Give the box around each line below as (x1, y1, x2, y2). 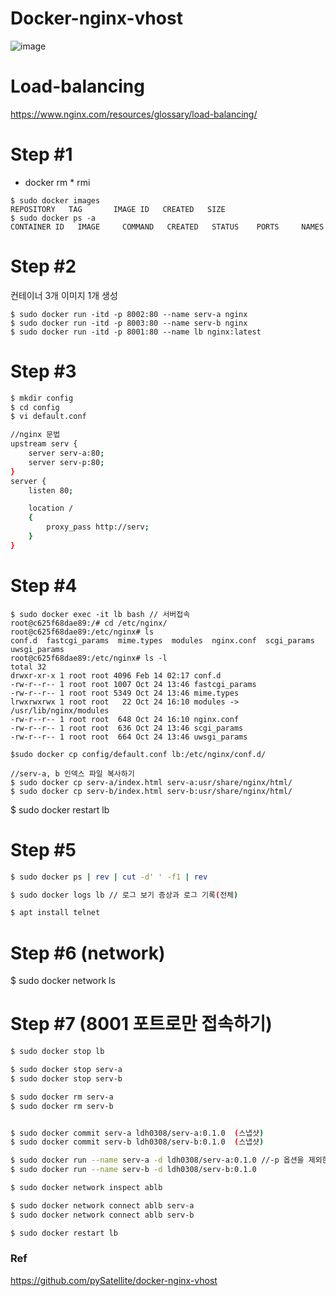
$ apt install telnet (10, 908, 101, 918)
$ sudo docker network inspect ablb (10, 1183, 163, 1193)
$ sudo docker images (10, 195, 101, 206)
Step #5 (10, 838, 77, 861)
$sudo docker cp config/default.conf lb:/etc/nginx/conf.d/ (10, 749, 267, 759)
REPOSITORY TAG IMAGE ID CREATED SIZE (10, 204, 226, 214)
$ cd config (10, 402, 60, 412)
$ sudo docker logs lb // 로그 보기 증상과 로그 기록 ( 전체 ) (10, 890, 239, 900)
